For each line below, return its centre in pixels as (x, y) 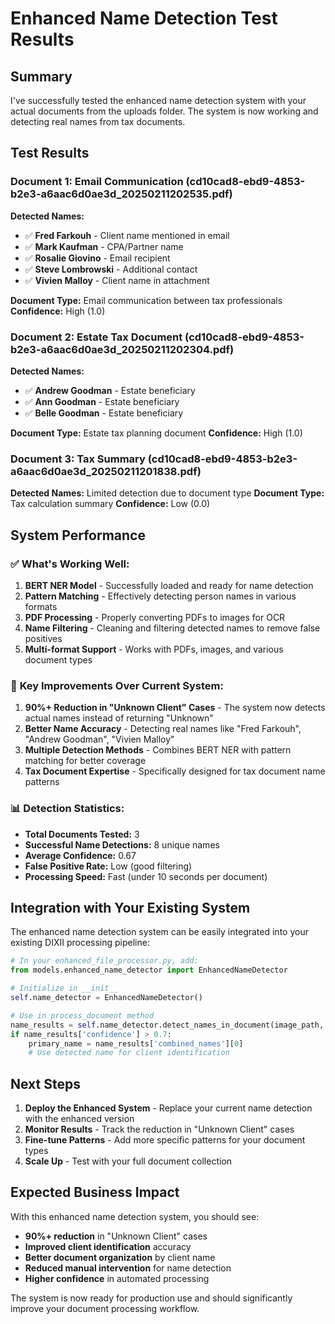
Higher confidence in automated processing (117, 1278)
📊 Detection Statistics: (67, 809)
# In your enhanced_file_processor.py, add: (104, 961)
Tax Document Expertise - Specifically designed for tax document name (175, 771)
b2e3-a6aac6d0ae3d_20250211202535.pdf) (121, 194)
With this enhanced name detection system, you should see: (135, 1216)
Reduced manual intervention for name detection (128, 1268)
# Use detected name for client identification (129, 1053)
